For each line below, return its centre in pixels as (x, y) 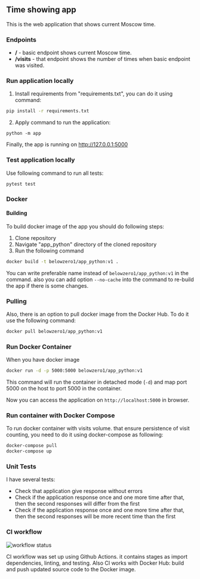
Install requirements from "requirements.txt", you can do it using (94, 94)
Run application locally (40, 81)
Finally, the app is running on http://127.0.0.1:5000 (67, 144)
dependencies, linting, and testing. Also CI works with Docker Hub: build (95, 563)
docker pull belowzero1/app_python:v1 (54, 331)
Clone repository (36, 238)
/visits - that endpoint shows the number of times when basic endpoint (102, 59)
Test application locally (41, 160)
